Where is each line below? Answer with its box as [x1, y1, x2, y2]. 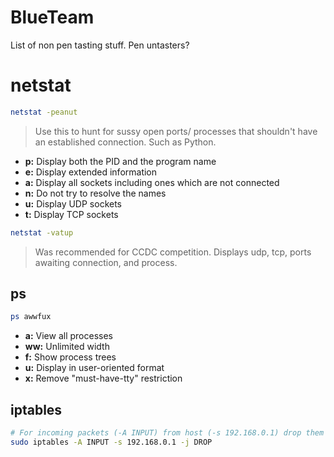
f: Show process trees [24, 351, 117, 363]
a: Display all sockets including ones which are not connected [24, 176, 280, 188]
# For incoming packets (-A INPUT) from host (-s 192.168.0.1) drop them [10, 428, 325, 438]
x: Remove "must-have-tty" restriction [24, 372, 183, 385]
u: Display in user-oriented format [24, 362, 165, 374]
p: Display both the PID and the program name [24, 155, 217, 167]
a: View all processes [24, 330, 113, 342]
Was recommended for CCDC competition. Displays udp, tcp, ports [34, 246, 312, 258]
